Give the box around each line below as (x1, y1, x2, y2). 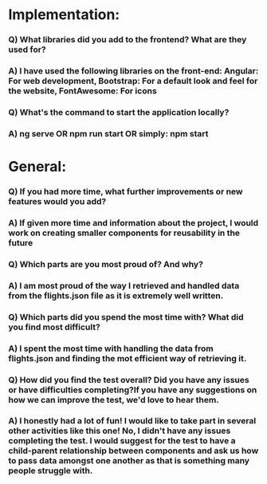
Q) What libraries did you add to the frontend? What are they (8, 34, 247, 45)
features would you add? (8, 195, 107, 207)
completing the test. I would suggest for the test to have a (8, 435, 237, 447)
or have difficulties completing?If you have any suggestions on (8, 384, 257, 395)
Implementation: (8, 6, 120, 24)
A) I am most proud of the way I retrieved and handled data (8, 280, 240, 291)
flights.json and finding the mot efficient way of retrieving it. (8, 352, 247, 364)
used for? (8, 44, 46, 55)
